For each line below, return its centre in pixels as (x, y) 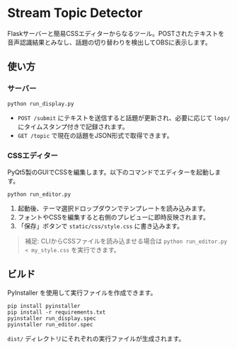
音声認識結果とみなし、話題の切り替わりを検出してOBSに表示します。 (110, 42)
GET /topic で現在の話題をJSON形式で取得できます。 (95, 135)
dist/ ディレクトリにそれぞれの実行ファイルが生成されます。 (96, 338)
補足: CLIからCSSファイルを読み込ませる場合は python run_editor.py (126, 241)
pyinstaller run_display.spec (52, 318)
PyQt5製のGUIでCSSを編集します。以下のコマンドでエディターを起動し (111, 172)
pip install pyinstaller (44, 306)
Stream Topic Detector (75, 13)
